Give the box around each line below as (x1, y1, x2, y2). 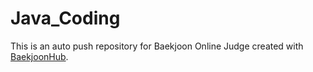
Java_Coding (10, 7, 121, 30)
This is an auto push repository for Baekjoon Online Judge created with (10, 40, 304, 52)
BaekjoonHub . (10, 50, 69, 62)
